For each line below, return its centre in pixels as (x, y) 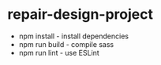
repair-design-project (80, 14)
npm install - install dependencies (74, 36)
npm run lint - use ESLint (59, 52)
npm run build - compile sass (66, 44)
